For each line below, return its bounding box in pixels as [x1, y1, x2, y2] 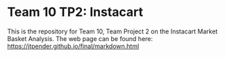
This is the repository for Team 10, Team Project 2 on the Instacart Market [7, 27, 218, 35]
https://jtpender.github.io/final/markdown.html [7, 42, 140, 50]
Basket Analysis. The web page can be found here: [7, 34, 153, 42]
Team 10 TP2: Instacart [7, 4, 144, 20]
